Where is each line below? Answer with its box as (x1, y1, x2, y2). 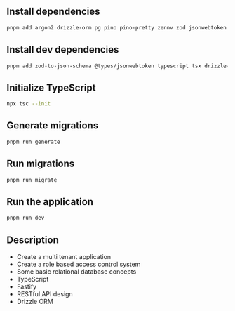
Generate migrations (6, 119, 99, 132)
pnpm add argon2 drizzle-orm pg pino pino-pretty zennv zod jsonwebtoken (6, 24, 227, 31)
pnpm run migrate (6, 176, 58, 183)
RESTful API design (16, 289, 73, 298)
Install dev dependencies (6, 44, 119, 55)
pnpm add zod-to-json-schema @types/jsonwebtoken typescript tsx (6, 62, 201, 70)
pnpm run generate (6, 138, 60, 145)
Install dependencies (6, 6, 100, 18)
